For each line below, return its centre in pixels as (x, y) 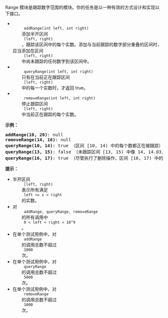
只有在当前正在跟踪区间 (46, 77)
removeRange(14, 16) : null (38, 140)
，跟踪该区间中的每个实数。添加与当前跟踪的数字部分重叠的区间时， (92, 44)
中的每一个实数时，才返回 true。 (55, 88)
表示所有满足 (35, 190)
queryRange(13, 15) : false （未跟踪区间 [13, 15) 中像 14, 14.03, (85, 152)
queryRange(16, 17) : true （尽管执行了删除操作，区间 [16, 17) (78, 158)
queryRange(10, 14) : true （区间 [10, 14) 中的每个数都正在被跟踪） (84, 146)
